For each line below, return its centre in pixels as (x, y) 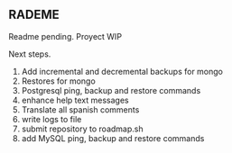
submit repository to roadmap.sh (82, 129)
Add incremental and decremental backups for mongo (122, 71)
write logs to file (51, 119)
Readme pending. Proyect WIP (65, 36)
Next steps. (30, 54)
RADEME (34, 15)
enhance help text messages (75, 100)
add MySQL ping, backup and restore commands (113, 138)
